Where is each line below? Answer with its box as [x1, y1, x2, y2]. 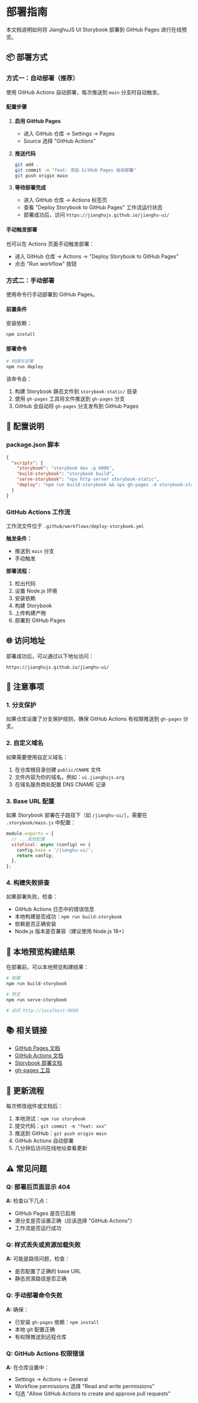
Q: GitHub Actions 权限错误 [6, 1349, 84, 1358]
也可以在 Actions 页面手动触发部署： [6, 240, 95, 247]
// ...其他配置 [11, 836, 45, 842]
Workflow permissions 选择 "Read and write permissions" [14, 1382, 155, 1389]
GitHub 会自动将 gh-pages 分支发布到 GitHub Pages [14, 402, 139, 409]
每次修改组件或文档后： [6, 1103, 63, 1110]
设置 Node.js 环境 [14, 587, 58, 594]
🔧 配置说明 [6, 421, 44, 431]
